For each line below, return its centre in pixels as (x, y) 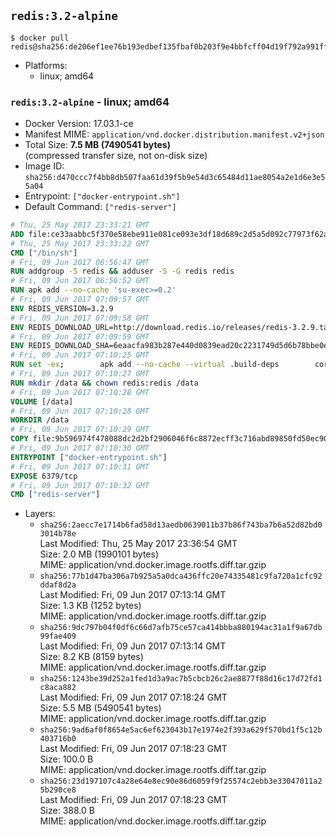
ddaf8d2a (58, 585)
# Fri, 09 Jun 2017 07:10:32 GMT (80, 485)
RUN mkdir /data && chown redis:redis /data (104, 383)
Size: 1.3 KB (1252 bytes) (90, 606)
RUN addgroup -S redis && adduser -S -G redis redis (122, 271)
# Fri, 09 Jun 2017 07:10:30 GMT (80, 448)
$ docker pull (40, 38)
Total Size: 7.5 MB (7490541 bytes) (97, 145)
